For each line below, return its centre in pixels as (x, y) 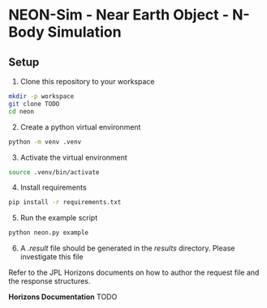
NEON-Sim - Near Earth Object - (119, 15)
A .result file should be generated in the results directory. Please (127, 248)
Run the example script (59, 218)
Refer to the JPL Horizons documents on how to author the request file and (134, 272)
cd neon (22, 111)
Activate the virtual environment (73, 157)
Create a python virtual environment (80, 126)
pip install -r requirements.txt (65, 203)
